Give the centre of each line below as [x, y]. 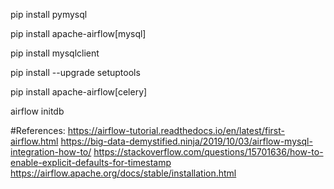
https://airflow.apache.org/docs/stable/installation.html [123, 173]
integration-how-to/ [51, 152]
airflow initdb [37, 111]
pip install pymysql [49, 14]
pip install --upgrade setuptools [75, 72]
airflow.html [34, 141]
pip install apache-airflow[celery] [79, 92]
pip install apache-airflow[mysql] [78, 33]
